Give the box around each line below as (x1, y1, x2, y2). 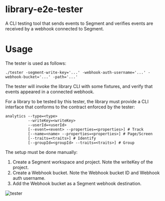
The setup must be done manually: (5, 149, 78, 155)
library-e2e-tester (5, 4, 84, 15)
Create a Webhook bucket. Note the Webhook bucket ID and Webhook (12, 170, 160, 176)
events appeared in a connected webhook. (5, 89, 95, 95)
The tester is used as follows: (5, 60, 67, 66)
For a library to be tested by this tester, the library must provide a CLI (5, 98, 149, 104)
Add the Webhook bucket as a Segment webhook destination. (12, 180, 142, 186)
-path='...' (53, 74, 78, 79)
